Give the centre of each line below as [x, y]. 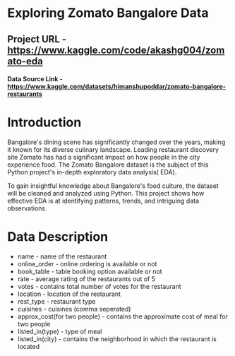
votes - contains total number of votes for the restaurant [99, 287]
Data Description [58, 237]
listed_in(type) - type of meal [60, 332]
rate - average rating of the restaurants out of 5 [86, 279]
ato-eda [25, 61]
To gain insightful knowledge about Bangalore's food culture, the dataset [113, 186]
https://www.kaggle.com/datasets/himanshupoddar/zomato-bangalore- [116, 87]
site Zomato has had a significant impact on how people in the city [104, 158]
